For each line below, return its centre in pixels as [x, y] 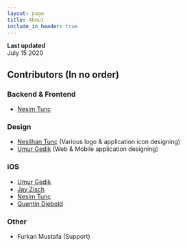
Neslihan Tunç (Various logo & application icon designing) [98, 142]
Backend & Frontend [41, 94]
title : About [26, 20]
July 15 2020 [25, 53]
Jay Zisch [31, 189]
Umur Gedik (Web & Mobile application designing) [88, 149]
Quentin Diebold [40, 204]
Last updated [26, 46]
